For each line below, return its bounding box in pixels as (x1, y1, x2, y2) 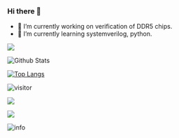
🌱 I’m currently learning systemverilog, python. (17, 29, 152, 38)
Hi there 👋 (7, 6, 42, 16)
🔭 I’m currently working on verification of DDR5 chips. (17, 22, 173, 31)
